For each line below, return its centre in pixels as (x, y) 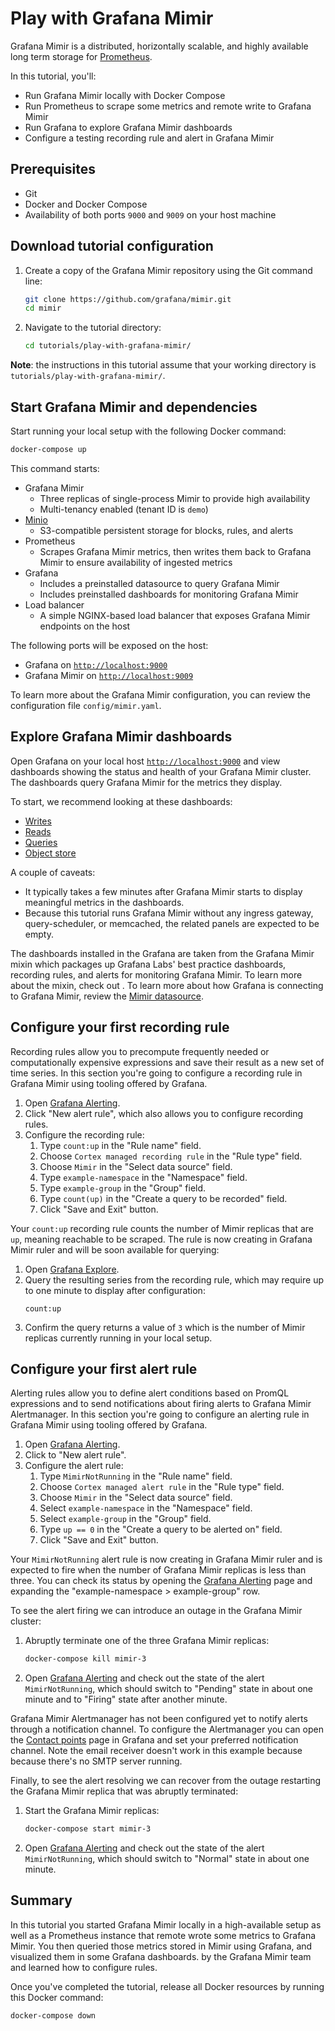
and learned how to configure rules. (84, 1967)
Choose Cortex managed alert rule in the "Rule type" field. (162, 1487)
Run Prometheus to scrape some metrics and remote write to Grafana (168, 106)
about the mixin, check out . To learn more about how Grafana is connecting (167, 985)
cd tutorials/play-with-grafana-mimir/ (108, 346)
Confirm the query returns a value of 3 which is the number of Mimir (165, 1327)
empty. (39, 934)
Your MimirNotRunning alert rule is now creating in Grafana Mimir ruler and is (166, 1559)
